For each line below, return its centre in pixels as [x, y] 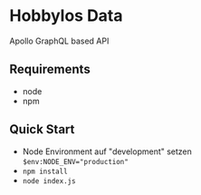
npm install [45, 171]
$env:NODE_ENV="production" [75, 161]
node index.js [49, 181]
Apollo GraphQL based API [59, 41]
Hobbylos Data [67, 16]
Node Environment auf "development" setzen [107, 151]
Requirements [50, 69]
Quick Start [42, 129]
